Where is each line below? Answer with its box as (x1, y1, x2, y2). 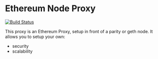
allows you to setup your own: (5, 34, 65, 39)
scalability (12, 48, 33, 54)
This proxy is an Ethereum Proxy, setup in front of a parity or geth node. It (5, 28, 153, 34)
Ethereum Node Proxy (5, 3, 96, 14)
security (12, 43, 29, 49)
